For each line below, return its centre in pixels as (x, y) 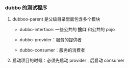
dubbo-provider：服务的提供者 (51, 40)
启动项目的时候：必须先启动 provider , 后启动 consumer (68, 60)
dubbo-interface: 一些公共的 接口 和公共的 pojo (67, 30)
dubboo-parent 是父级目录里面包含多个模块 (56, 19)
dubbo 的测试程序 (26, 7)
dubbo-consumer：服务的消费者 (52, 50)
